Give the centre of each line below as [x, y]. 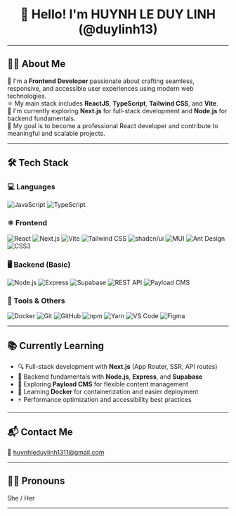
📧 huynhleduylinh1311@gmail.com [56, 452]
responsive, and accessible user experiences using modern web [101, 88]
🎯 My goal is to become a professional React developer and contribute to [113, 125]
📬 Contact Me [40, 432]
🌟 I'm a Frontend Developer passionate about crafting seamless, [101, 81]
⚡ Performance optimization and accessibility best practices [104, 400]
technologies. [27, 96]
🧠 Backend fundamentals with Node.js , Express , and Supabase [110, 377]
